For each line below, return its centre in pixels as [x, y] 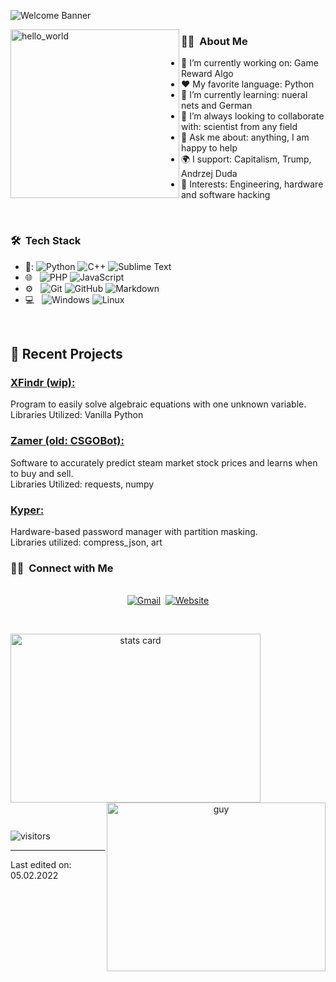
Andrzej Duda [209, 174]
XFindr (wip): [43, 382]
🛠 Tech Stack [46, 241]
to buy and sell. [42, 473]
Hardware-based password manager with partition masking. [134, 531]
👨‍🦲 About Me [214, 41]
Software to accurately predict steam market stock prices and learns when [164, 462]
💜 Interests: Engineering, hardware [252, 184]
